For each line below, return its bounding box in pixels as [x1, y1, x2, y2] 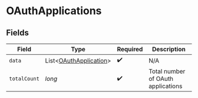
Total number [148, 67, 186, 75]
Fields [6, 28, 29, 38]
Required [117, 45, 143, 53]
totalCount [9, 76, 39, 82]
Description [152, 45, 186, 53]
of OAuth [148, 75, 174, 83]
